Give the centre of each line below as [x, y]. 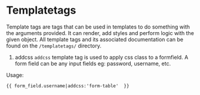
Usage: [15, 75]
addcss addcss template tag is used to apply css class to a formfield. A [101, 57]
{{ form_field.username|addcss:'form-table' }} [68, 86]
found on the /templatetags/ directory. [54, 46]
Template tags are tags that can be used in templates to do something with [98, 27]
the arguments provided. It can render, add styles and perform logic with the [100, 33]
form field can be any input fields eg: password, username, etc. [93, 64]
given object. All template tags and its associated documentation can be [95, 39]
